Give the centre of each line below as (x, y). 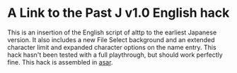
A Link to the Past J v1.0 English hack (118, 13)
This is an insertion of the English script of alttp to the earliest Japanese (112, 32)
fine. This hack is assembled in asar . (60, 62)
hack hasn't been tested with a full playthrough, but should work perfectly (115, 55)
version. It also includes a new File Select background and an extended (111, 39)
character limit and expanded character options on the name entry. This (112, 47)
